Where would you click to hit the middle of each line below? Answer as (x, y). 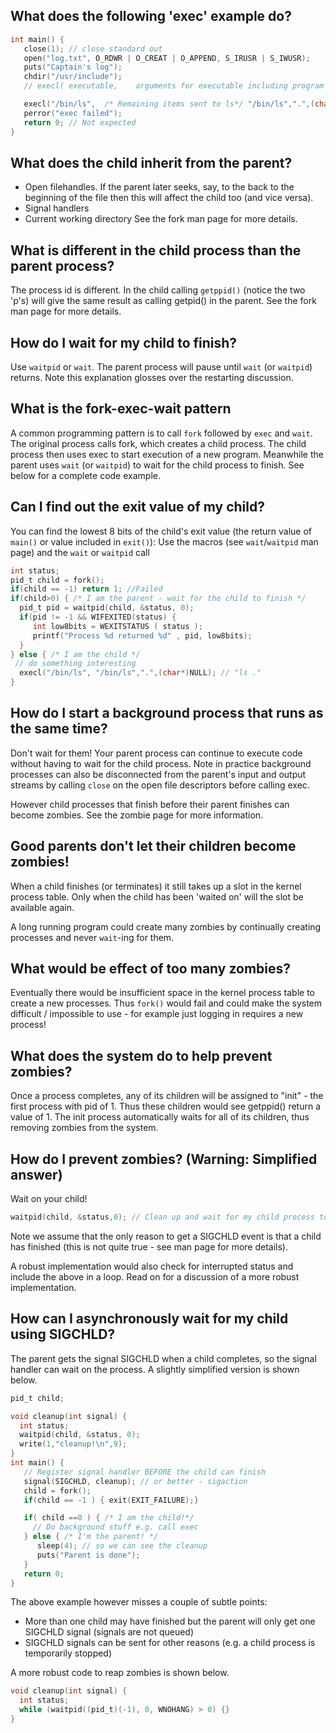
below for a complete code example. (85, 475)
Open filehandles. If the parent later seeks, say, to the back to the (159, 187)
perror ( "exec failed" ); (73, 113)
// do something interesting (75, 664)
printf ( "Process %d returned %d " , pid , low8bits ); (142, 635)
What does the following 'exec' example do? (151, 16)
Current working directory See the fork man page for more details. (161, 219)
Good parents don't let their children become (153, 846)
